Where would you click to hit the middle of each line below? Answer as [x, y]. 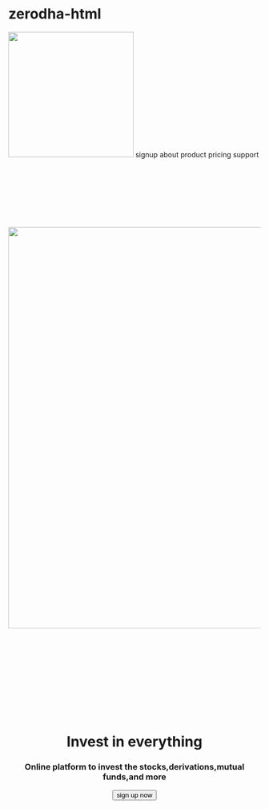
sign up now [134, 795]
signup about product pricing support [197, 154]
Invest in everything [134, 742]
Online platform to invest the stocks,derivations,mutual [134, 767]
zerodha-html [55, 14]
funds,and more [134, 777]
